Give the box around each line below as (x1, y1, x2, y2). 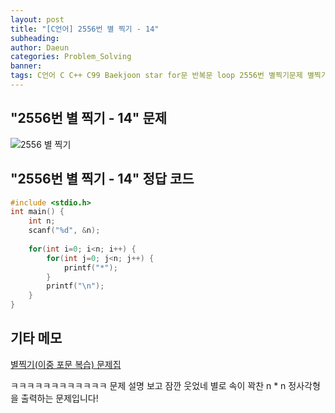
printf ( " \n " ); (46, 281, 105, 291)
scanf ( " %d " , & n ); (28, 226, 101, 236)
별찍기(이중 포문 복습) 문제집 (10, 358, 122, 370)
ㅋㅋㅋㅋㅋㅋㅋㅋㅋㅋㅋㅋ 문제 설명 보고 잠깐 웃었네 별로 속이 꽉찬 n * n (10, 379, 287, 391)
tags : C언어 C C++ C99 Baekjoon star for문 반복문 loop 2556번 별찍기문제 (10, 71, 303, 81)
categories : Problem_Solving (10, 52, 132, 62)
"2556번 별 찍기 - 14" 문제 (10, 110, 168, 127)
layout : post (10, 14, 65, 25)
